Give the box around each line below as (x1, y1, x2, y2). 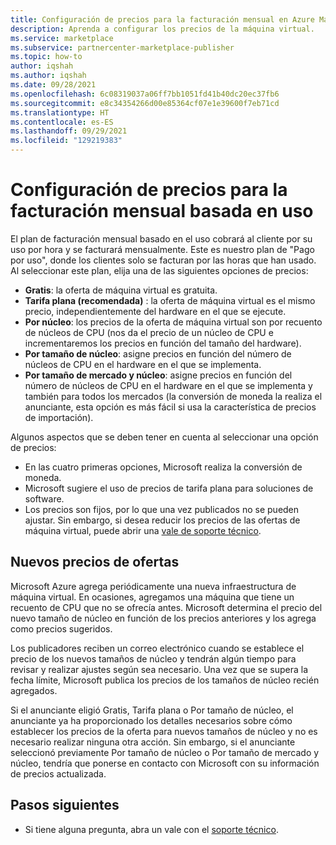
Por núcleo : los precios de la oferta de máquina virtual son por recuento (24, 316, 323, 328)
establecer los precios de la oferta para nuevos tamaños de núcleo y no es (10, 725, 318, 737)
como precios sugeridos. (10, 622, 113, 635)
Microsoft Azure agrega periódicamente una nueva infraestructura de (10, 580, 297, 592)
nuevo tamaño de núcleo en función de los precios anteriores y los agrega (10, 612, 317, 624)
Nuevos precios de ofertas (10, 554, 180, 571)
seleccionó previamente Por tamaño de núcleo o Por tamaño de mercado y (10, 746, 320, 758)
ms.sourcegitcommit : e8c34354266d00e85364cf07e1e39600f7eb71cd (10, 98, 280, 108)
